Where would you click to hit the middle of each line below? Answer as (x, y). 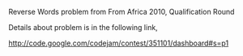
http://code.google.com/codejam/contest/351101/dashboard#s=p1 (119, 43)
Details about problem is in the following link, (83, 27)
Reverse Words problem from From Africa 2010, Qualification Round (122, 12)
